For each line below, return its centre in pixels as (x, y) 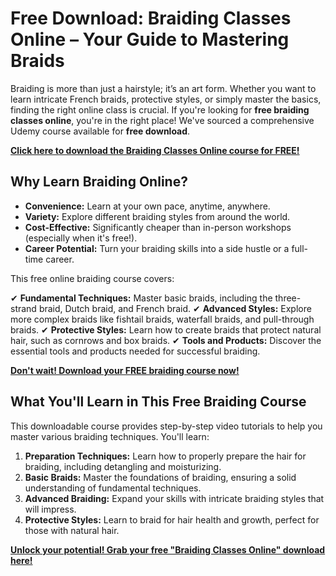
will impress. (50, 509)
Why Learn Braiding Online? (99, 182)
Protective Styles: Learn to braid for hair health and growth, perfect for (172, 519)
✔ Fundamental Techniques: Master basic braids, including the (141, 298)
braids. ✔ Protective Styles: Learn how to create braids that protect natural (166, 329)
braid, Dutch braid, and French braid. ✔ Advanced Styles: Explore (175, 308)
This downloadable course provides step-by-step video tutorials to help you (166, 426)
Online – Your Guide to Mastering (150, 39)
